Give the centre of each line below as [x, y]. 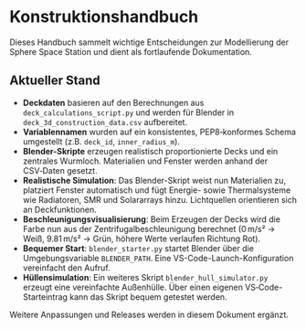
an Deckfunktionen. [60, 209]
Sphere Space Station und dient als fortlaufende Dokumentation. [131, 51]
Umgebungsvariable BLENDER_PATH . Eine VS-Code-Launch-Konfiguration [158, 258]
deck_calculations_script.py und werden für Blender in [128, 112]
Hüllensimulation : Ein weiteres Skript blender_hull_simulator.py [145, 277]
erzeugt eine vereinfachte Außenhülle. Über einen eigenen [133, 287]
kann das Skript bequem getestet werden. [148, 297]
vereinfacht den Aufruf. [67, 268]
